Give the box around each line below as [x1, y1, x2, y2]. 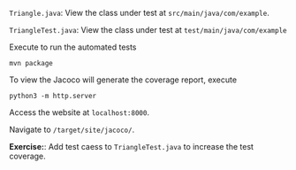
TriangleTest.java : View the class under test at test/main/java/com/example [9, 25, 287, 35]
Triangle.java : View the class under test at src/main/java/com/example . [9, 8, 269, 18]
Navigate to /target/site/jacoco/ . [9, 124, 135, 135]
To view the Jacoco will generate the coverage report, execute [9, 74, 237, 85]
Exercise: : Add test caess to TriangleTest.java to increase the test [9, 142, 254, 151]
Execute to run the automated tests [9, 42, 137, 52]
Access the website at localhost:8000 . [9, 107, 150, 118]
